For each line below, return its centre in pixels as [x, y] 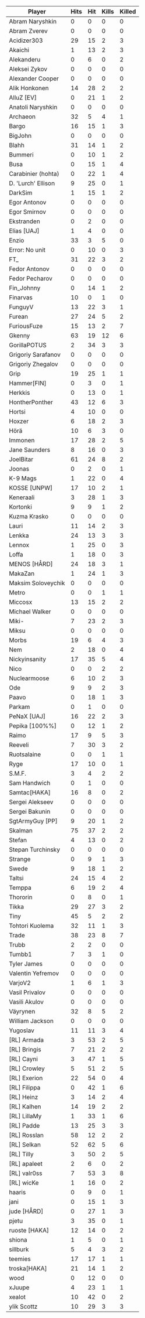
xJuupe [19, 1287]
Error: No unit [27, 250]
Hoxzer [19, 421]
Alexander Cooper [34, 78]
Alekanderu [25, 59]
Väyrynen [22, 1011]
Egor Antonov [28, 202]
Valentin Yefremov [34, 973]
